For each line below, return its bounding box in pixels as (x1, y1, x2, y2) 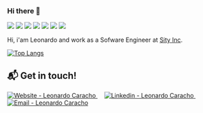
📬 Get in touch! (7, 70, 77, 81)
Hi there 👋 (7, 6, 41, 16)
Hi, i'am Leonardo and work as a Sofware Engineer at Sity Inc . (7, 36, 183, 44)
